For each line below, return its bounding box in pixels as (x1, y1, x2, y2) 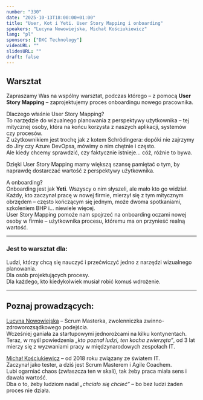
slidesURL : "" (6, 48, 42, 54)
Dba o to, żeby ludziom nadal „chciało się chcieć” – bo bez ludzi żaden (6, 380, 183, 387)
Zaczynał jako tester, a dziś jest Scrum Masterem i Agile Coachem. (6, 361, 172, 368)
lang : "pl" (6, 31, 34, 38)
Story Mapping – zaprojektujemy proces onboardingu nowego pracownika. (6, 99, 194, 106)
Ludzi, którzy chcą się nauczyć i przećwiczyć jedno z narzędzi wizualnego (6, 258, 192, 266)
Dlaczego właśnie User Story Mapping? (6, 110, 105, 118)
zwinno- (144, 317, 165, 324)
